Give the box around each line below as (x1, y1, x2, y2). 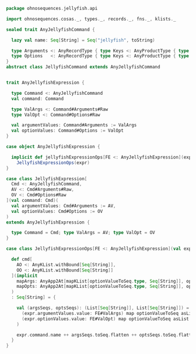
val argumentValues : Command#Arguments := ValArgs (11, 122, 137, 128)
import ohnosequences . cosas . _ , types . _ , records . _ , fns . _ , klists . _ (6, 16, 176, 22)
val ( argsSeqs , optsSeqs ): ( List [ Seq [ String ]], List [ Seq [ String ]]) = (16, 305, 190, 311)
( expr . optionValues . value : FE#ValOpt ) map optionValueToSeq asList (21, 316, 190, 322)
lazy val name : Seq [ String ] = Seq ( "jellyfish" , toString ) (11, 37, 156, 43)
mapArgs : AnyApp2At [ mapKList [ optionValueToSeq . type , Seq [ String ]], (16, 278, 184, 284)
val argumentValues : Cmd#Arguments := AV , (11, 202, 116, 209)
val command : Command (11, 95, 64, 102)
